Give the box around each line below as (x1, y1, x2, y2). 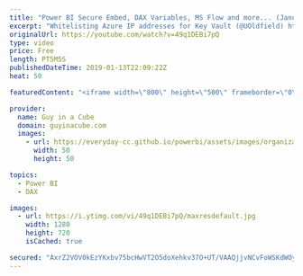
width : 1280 (25, 220, 70, 229)
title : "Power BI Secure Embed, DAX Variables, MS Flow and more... (9, 13, 272, 22)
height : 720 (25, 228, 70, 238)
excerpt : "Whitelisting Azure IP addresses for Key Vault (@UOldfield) (9, 22, 284, 31)
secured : (9, 253, 42, 262)
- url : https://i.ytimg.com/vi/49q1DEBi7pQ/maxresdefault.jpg (17, 212, 256, 221)
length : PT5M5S (9, 55, 67, 64)
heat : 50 (9, 72, 42, 81)
